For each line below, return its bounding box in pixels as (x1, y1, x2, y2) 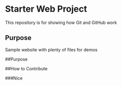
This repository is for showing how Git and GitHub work (5, 20, 117, 25)
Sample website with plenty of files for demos (5, 46, 98, 52)
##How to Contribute (5, 65, 48, 71)
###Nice (5, 75, 23, 81)
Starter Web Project (5, 3, 87, 15)
